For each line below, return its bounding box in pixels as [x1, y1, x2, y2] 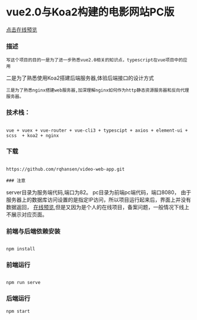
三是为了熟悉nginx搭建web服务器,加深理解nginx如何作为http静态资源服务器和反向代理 [6, 87, 189, 93]
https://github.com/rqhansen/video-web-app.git [6, 166, 125, 172]
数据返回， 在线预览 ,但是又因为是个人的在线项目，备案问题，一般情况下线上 [6, 203, 189, 210]
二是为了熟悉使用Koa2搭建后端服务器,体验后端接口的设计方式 [6, 74, 154, 81]
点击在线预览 [6, 26, 37, 33]
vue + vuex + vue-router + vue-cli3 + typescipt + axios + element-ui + [6, 128, 188, 133]
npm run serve [6, 280, 41, 286]
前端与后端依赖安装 [6, 227, 61, 235]
